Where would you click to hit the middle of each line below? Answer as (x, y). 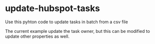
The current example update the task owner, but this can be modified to (78, 31)
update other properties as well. (37, 36)
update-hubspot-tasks (52, 8)
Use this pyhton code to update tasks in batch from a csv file (67, 22)
